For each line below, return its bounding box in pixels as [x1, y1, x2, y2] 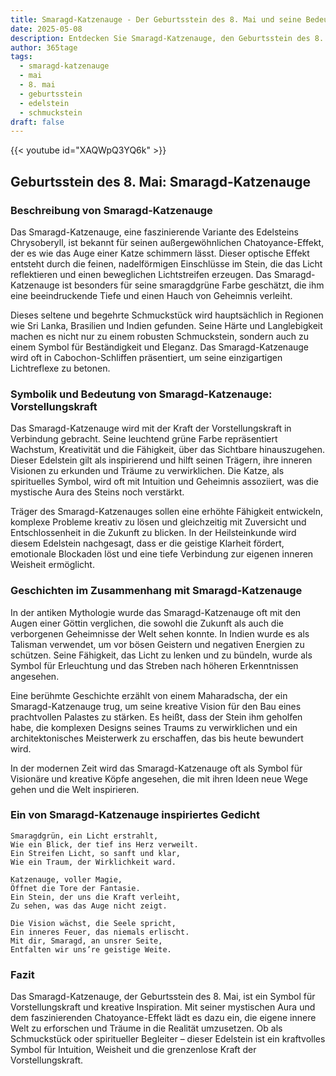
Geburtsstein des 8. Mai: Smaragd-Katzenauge [10, 173, 311, 190]
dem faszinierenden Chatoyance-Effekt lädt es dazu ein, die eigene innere [10, 1012, 317, 1024]
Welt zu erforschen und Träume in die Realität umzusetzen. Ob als [10, 1022, 283, 1035]
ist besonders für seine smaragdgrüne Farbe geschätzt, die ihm [61, 279, 325, 291]
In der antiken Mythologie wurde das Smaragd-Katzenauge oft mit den [10, 606, 302, 618]
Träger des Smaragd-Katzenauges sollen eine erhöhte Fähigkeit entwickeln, [10, 506, 324, 518]
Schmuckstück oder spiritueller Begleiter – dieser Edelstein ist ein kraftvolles [10, 1033, 326, 1045]
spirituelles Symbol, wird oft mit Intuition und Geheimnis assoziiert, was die [10, 476, 319, 488]
